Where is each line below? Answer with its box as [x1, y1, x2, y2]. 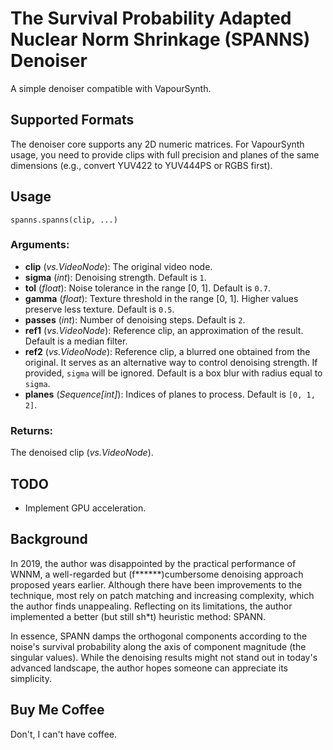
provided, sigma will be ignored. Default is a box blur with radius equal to [24, 367, 323, 379]
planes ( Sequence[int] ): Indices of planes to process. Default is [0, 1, [24, 388, 316, 400]
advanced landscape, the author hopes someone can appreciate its [10, 662, 288, 674]
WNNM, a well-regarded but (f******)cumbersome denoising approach [10, 568, 304, 580]
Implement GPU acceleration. [24, 502, 147, 514]
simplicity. [10, 672, 52, 684]
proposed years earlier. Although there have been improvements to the [10, 578, 303, 591]
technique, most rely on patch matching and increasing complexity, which [10, 589, 315, 601]
